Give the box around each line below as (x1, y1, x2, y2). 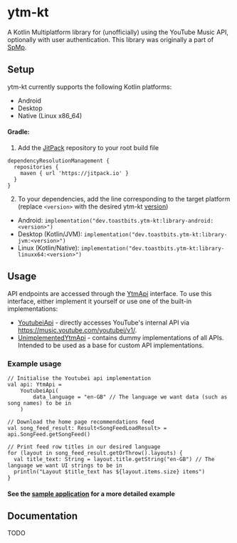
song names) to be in (7, 400, 72, 407)
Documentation (7, 510, 78, 522)
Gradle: (7, 127, 30, 136)
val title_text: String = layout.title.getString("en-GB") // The (14, 456, 215, 463)
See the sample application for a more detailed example (7, 489, 176, 498)
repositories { (14, 163, 59, 171)
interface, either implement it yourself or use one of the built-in (7, 297, 192, 305)
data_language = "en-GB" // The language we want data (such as (33, 394, 228, 401)
